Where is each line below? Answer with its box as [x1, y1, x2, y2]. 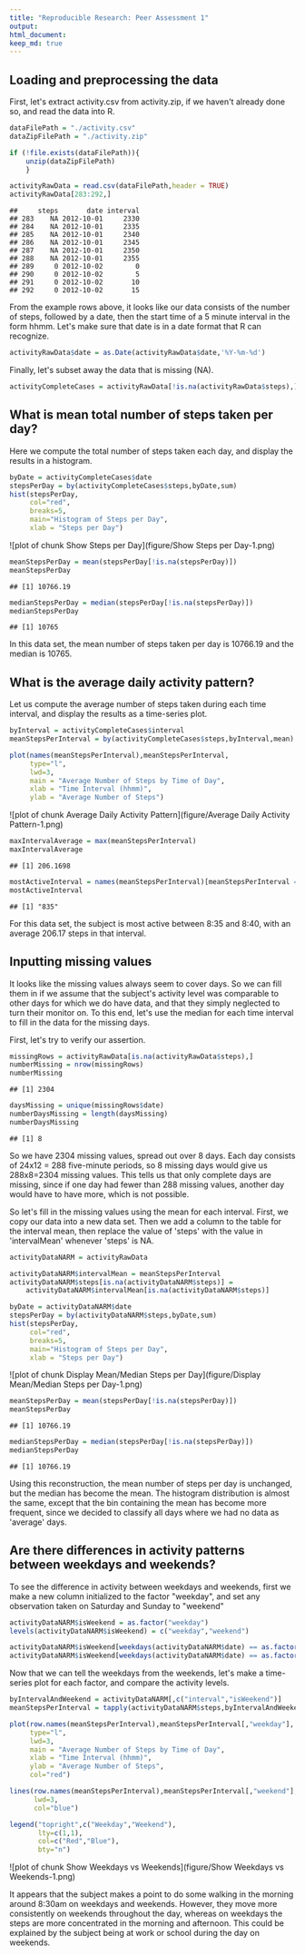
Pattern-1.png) [9, 819, 64, 830]
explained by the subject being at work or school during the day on [9, 1928, 261, 1939]
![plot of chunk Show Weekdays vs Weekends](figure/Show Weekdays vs [9, 1862, 284, 1872]
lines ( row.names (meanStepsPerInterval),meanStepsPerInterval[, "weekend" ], [9, 1787, 299, 1796]
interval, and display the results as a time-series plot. [9, 709, 208, 720]
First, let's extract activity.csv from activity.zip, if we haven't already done [9, 96, 286, 107]
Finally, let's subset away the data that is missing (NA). [9, 365, 214, 376]
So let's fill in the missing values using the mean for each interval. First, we [9, 1206, 289, 1217]
